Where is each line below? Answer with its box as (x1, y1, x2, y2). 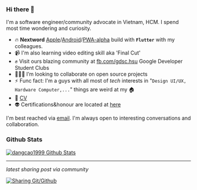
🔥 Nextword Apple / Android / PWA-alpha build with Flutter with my (14, 36, 175, 43)
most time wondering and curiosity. (6, 25, 92, 32)
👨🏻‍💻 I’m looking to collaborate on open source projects (14, 70, 148, 78)
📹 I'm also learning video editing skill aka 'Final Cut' (14, 49, 141, 56)
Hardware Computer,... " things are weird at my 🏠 (14, 86, 135, 93)
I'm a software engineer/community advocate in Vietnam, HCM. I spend (6, 19, 179, 26)
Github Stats (6, 135, 43, 144)
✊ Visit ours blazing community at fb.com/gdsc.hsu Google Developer (14, 58, 183, 65)
